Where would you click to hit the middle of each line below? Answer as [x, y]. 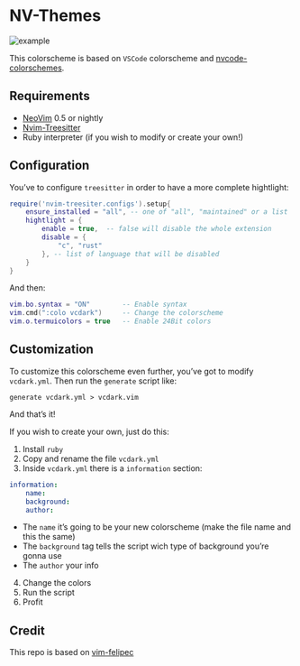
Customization [52, 350]
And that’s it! [32, 414]
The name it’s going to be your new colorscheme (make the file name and [156, 527]
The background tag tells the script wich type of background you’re [145, 546]
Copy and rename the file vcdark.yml [91, 458]
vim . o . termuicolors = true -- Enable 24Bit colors [110, 321]
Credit [27, 630]
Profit [32, 602]
